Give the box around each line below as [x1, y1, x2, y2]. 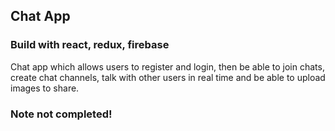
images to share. [10, 82, 80, 94]
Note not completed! [10, 107, 113, 121]
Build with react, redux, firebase [10, 38, 170, 52]
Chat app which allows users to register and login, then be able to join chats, [10, 60, 325, 73]
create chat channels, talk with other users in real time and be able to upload [10, 71, 326, 83]
